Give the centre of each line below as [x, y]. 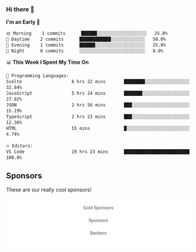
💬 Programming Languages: [37, 76]
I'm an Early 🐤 [23, 22]
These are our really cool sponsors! [49, 190]
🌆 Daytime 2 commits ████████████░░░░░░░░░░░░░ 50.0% [86, 39]
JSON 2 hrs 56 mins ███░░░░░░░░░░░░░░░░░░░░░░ [98, 105]
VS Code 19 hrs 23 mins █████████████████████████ [98, 152]
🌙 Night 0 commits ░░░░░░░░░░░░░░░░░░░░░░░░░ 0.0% [85, 51]
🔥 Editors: [20, 146]
